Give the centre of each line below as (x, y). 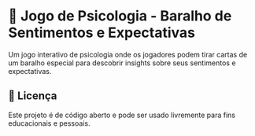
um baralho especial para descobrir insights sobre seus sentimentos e (122, 63)
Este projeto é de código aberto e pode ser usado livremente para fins (122, 115)
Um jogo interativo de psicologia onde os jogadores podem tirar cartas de (128, 54)
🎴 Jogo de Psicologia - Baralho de (120, 16)
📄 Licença (33, 96)
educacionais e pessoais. (49, 123)
